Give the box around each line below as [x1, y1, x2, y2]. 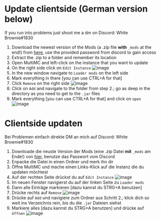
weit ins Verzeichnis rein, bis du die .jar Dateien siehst [11, 200, 121, 205]
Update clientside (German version [4, 3, 148, 15]
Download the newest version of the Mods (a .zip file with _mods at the [11, 44, 152, 50]
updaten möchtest [11, 169, 48, 175]
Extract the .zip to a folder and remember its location [11, 54, 117, 60]
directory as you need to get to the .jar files [11, 91, 100, 96]
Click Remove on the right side [11, 80, 70, 86]
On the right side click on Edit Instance [11, 64, 91, 71]
